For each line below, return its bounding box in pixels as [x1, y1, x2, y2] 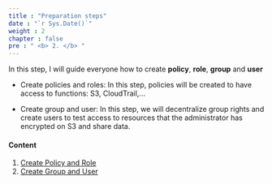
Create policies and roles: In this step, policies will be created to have [19, 80, 253, 90]
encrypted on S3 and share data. [19, 122, 131, 131]
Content [8, 139, 37, 150]
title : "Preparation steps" [8, 11, 107, 20]
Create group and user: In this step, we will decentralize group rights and [19, 105, 265, 114]
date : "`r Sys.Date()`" [8, 19, 93, 28]
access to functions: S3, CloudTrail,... [19, 88, 146, 98]
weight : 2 [8, 27, 45, 35]
